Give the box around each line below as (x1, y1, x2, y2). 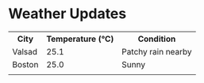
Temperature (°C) (46, 33, 114, 44)
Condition (137, 33, 176, 44)
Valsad (12, 46, 38, 57)
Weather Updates (8, 5, 127, 23)
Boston (12, 58, 39, 70)
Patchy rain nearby (121, 46, 192, 57)
